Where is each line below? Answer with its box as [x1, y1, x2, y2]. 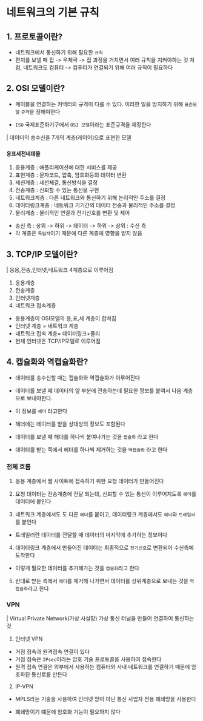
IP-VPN [15, 683, 33, 690]
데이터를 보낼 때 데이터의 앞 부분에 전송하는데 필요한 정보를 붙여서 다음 [15, 387, 182, 394]
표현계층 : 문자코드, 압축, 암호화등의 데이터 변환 [15, 171, 127, 179]
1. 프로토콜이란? [6, 31, 63, 42]
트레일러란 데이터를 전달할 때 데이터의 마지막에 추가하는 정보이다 [15, 531, 168, 539]
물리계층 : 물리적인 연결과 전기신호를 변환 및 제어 [15, 209, 130, 217]
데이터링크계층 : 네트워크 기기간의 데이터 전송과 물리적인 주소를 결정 [15, 202, 176, 209]
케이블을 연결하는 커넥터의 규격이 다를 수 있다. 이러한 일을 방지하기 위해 [15, 100, 184, 108]
